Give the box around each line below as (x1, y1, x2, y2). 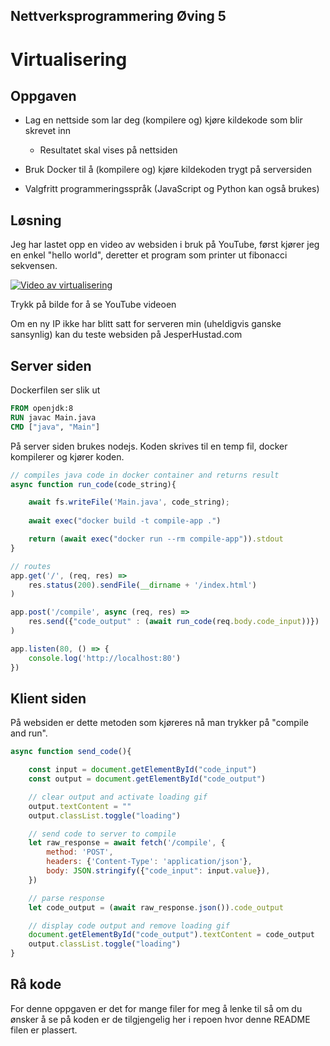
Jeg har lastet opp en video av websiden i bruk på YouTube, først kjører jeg (10, 239, 320, 251)
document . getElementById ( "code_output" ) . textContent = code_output (28, 930, 315, 940)
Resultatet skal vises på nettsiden (39, 144, 178, 156)
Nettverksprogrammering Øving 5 (10, 8, 227, 25)
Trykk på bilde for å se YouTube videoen (10, 299, 177, 311)
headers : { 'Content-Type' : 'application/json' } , (46, 857, 253, 867)
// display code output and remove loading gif (28, 920, 230, 931)
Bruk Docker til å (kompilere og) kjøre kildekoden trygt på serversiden (24, 164, 312, 176)
